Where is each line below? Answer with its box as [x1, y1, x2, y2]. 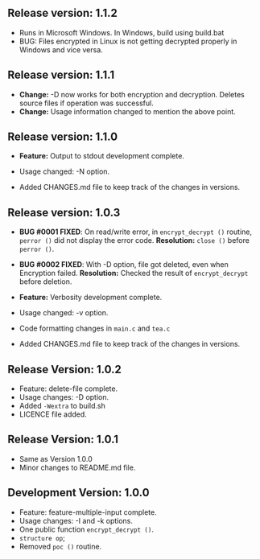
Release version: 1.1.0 [7, 130, 118, 144]
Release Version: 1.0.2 [7, 362, 122, 376]
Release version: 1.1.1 [7, 68, 114, 82]
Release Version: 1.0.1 [7, 433, 118, 446]
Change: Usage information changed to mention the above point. [19, 106, 237, 116]
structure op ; [19, 532, 65, 542]
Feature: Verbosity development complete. [19, 293, 163, 302]
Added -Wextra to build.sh [19, 401, 106, 411]
